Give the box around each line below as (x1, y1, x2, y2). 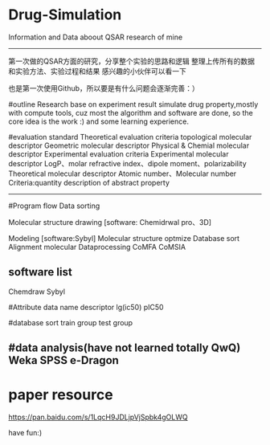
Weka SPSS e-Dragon (8, 353, 119, 367)
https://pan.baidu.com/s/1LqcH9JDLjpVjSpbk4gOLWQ (8, 412, 188, 423)
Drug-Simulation (8, 6, 122, 24)
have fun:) (8, 428, 43, 438)
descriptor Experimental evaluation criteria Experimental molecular (8, 149, 229, 158)
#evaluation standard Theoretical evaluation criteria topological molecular (8, 132, 252, 141)
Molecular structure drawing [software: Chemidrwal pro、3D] (8, 217, 211, 227)
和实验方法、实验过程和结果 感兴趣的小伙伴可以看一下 (8, 66, 186, 76)
